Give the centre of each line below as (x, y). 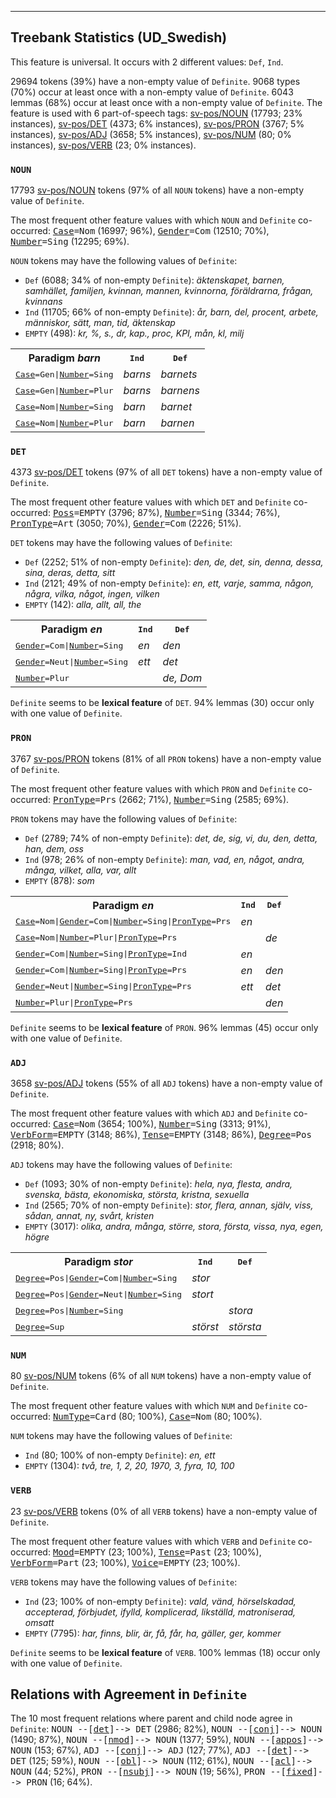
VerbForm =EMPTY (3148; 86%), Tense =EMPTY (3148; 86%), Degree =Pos (161, 1134)
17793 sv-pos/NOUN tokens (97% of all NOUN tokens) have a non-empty (157, 190)
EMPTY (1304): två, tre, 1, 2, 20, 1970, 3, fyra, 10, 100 (129, 1466)
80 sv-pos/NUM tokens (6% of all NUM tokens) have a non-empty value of (161, 1376)
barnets (179, 374)
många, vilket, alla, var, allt (80, 870)
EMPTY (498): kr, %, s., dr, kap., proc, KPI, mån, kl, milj (134, 333)
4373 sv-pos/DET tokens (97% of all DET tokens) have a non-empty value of (166, 472)
